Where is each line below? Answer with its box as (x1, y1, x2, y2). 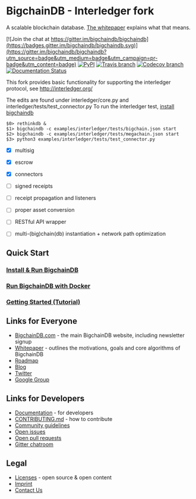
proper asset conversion (14, 207, 75, 214)
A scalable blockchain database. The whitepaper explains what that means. (6, 24, 191, 31)
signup (14, 338, 32, 345)
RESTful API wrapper (14, 219, 67, 226)
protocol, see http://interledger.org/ (6, 85, 93, 92)
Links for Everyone (6, 316, 77, 326)
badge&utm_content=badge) (6, 61, 77, 68)
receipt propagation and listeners (14, 195, 96, 202)
